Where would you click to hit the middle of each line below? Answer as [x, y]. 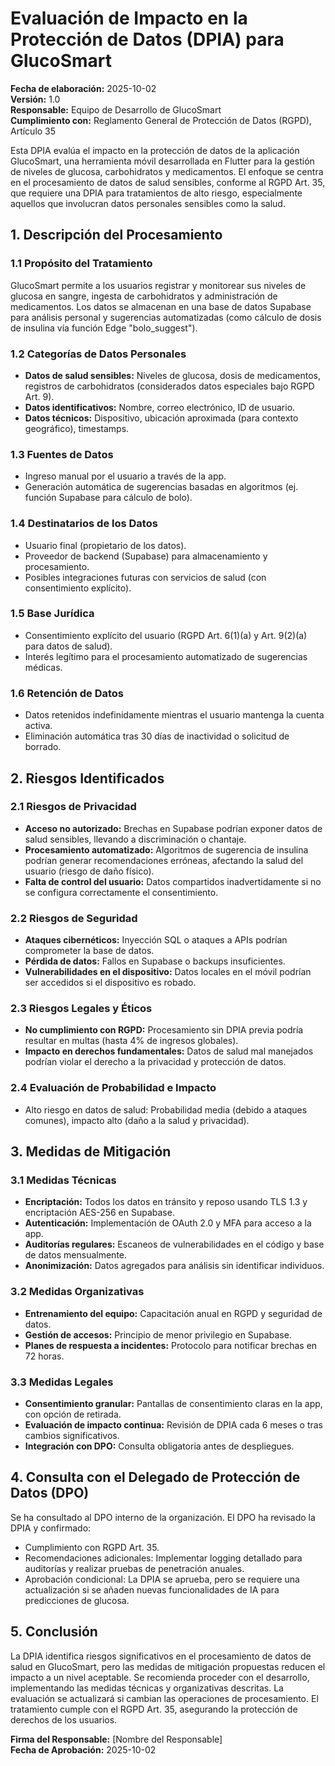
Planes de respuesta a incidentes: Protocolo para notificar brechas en [171, 1345]
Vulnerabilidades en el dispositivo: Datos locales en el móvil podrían [168, 972]
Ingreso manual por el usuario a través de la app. [125, 476]
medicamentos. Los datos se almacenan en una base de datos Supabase [161, 306]
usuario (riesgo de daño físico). [89, 871]
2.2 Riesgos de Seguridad [74, 918]
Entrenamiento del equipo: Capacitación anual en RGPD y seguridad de [173, 1313]
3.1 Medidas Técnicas [63, 1180]
